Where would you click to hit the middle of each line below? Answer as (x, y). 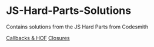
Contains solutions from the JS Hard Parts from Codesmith (77, 27)
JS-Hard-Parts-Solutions (68, 11)
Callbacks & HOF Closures (38, 38)
